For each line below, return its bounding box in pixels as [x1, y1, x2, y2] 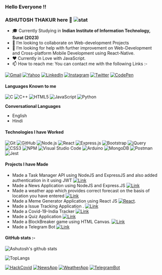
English [12, 113, 27, 119]
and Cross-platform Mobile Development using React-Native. [12, 50, 135, 56]
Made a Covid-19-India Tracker [12, 208, 75, 214]
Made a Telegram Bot [12, 223, 55, 229]
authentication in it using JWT [12, 177, 72, 183]
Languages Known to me [5, 83, 56, 89]
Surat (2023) [12, 35, 39, 41]
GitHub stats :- [5, 235, 36, 241]
